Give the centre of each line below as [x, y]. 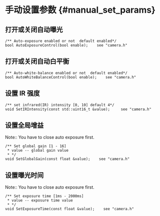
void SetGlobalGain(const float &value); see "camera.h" [68, 159]
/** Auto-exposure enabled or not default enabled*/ [61, 41]
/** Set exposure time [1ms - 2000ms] [44, 196]
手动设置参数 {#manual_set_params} [80, 10]
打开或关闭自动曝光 [34, 29]
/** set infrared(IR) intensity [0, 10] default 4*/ [60, 105]
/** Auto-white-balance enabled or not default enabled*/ [66, 73]
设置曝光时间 [24, 175]
